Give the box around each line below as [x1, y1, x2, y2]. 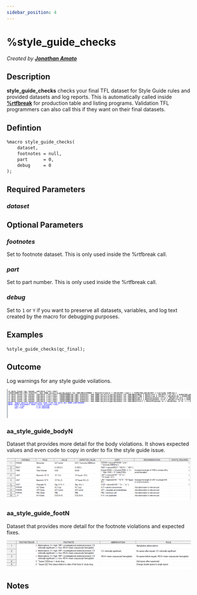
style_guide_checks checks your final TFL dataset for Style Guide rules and [6, 87, 191, 94]
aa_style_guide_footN [6, 509, 70, 518]
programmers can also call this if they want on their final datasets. [6, 106, 166, 113]
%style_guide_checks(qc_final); [6, 346, 85, 352]
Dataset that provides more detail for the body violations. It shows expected [6, 440, 189, 447]
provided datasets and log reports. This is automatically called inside [6, 94, 172, 101]
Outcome [6, 362, 42, 372]
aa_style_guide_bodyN [6, 428, 73, 436]
